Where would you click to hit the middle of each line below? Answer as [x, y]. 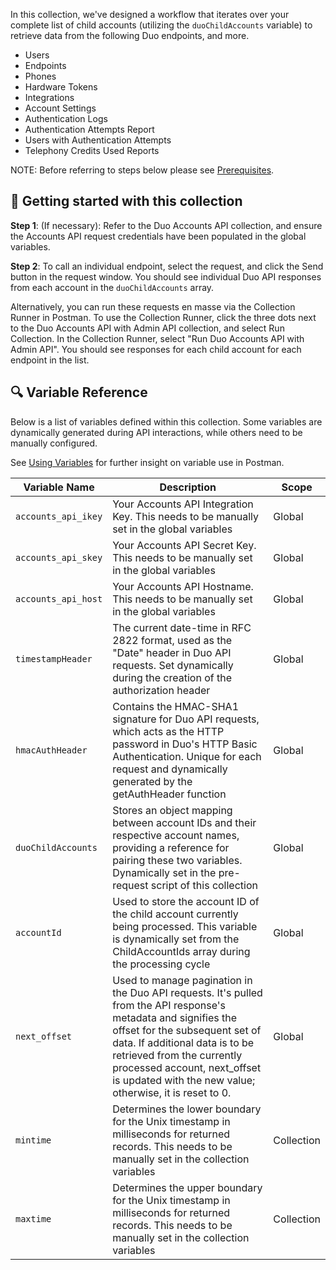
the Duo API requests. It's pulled [187, 992]
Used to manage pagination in [182, 980]
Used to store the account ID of [186, 901]
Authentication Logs [66, 118]
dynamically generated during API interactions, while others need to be [156, 432]
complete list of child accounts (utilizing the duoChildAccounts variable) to [161, 25]
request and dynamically [170, 769]
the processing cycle [161, 964]
